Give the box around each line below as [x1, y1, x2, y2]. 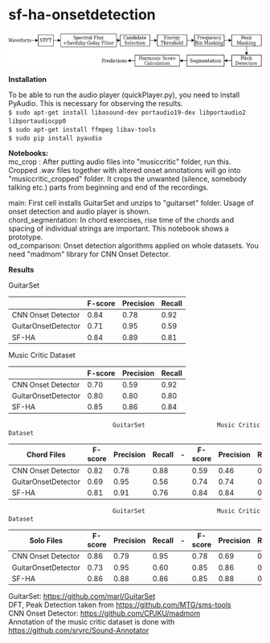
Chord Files [27, 449, 66, 459]
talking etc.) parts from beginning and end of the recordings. [8, 182, 209, 192]
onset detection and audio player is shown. [8, 207, 151, 216]
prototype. [8, 232, 43, 242]
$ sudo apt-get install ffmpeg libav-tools [8, 126, 157, 134]
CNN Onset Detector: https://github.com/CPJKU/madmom [8, 608, 201, 618]
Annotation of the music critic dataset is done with [8, 617, 175, 627]
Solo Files [29, 535, 63, 545]
